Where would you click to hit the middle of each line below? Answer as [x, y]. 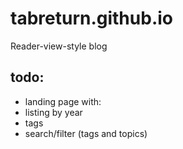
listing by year [53, 112]
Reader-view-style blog [59, 46]
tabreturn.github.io [91, 18]
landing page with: [63, 101]
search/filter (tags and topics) [86, 133]
